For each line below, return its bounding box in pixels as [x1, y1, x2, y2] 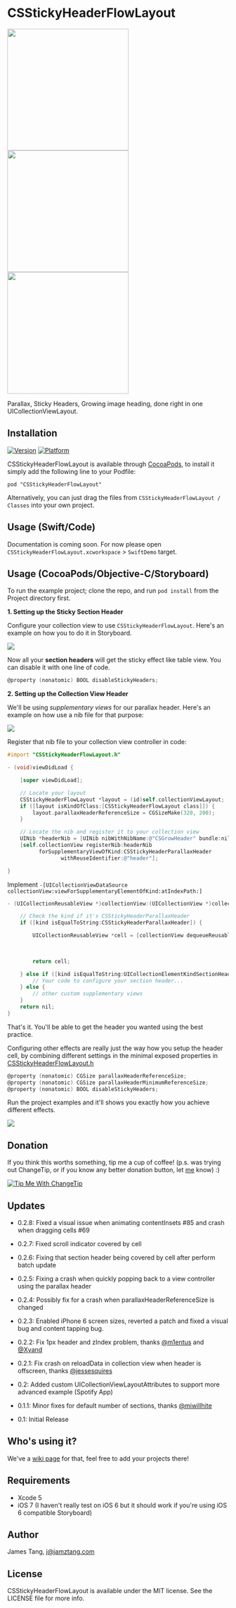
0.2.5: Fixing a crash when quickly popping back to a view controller [17, 1274, 216, 1283]
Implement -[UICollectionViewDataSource [7, 880, 128, 889]
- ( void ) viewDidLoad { [7, 764, 74, 772]
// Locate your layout [20, 789, 86, 796]
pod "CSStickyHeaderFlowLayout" [7, 481, 102, 488]
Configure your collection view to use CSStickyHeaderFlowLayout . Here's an [7, 621, 224, 630]
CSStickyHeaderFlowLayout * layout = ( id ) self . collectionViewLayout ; [20, 796, 225, 803]
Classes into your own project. [7, 501, 95, 509]
